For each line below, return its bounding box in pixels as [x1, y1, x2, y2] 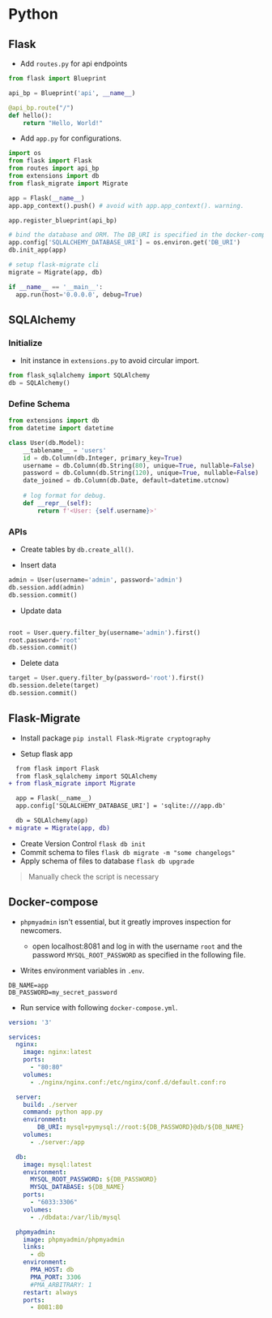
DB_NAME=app [8, 981, 49, 989]
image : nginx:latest [23, 1048, 92, 1057]
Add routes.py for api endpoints [19, 58, 128, 68]
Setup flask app [19, 749, 73, 758]
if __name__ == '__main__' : [8, 283, 104, 291]
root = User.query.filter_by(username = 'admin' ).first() [8, 629, 201, 637]
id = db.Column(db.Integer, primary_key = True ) [23, 454, 183, 462]
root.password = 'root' [8, 636, 82, 644]
